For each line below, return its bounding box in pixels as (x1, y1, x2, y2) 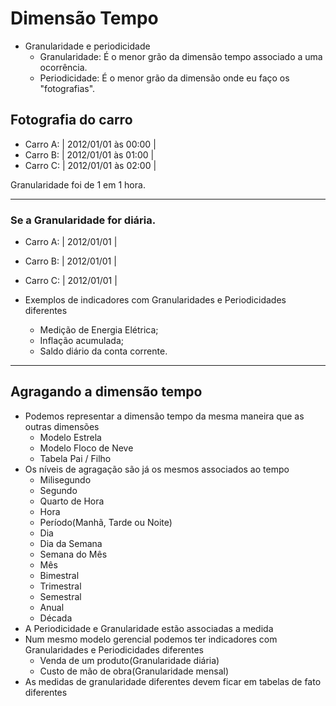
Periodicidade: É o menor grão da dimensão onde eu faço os (39, 72, 290, 84)
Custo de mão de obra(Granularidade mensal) (39, 665, 229, 677)
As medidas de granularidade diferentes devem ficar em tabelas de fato (24, 675, 322, 687)
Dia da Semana (39, 537, 103, 549)
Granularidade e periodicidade (24, 40, 151, 52)
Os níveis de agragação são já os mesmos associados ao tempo (24, 463, 290, 475)
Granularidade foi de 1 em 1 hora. (10, 178, 146, 191)
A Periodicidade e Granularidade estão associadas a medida (24, 622, 274, 634)
